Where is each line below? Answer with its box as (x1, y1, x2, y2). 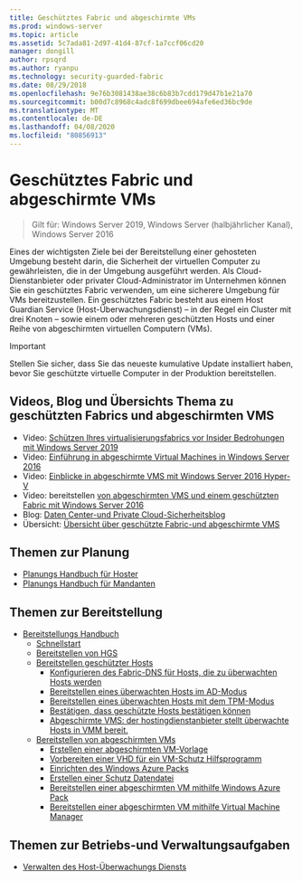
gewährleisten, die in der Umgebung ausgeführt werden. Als (9, 265, 235, 276)
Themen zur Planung (9, 545, 129, 561)
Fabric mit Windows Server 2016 (22, 499, 145, 510)
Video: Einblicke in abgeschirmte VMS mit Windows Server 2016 (22, 470, 262, 481)
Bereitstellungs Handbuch (22, 629, 119, 639)
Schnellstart (35, 639, 81, 649)
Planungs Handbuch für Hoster (22, 569, 138, 580)
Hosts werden (49, 677, 102, 687)
